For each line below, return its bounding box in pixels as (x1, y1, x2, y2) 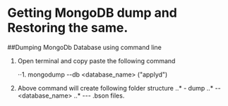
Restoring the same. (7, 20, 128, 36)
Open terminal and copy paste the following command (17, 56, 176, 65)
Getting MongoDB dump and (7, 5, 178, 21)
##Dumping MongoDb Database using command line (7, 43, 162, 51)
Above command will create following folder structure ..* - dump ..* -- (17, 84, 221, 92)
